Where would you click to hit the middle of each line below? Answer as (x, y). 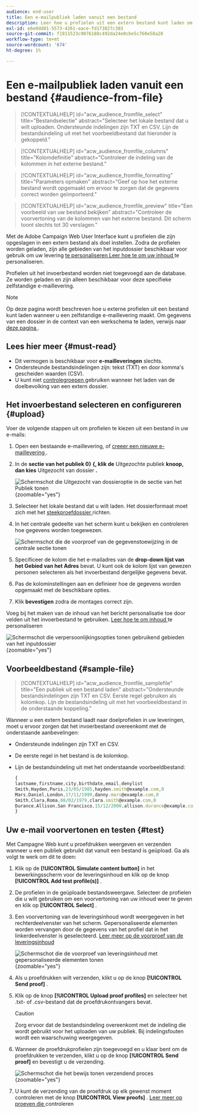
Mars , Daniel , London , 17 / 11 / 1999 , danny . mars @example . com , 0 (87, 795)
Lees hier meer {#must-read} (61, 347)
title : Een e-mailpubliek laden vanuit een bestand (71, 17)
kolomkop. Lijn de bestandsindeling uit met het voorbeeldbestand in (104, 702)
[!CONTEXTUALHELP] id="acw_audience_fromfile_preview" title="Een (107, 205)
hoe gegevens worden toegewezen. (59, 530)
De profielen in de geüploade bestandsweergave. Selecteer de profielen (103, 893)
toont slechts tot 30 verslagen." (59, 224)
